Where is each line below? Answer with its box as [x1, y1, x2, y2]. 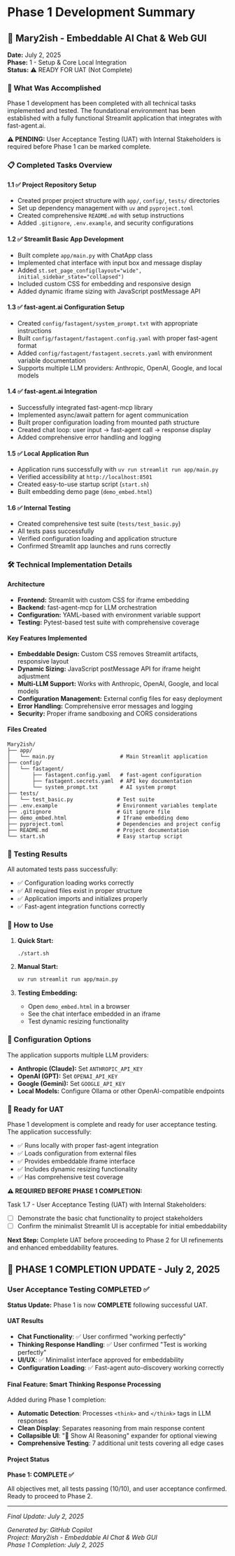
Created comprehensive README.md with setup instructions [17, 211, 185, 220]
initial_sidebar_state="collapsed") [17, 273, 124, 281]
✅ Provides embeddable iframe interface [17, 1157, 136, 1165]
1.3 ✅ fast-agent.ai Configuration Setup [7, 303, 124, 311]
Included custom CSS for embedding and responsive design [17, 279, 191, 288]
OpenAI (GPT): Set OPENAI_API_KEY [17, 1071, 118, 1080]
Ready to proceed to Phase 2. [7, 1492, 93, 1501]
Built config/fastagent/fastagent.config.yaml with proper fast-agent [17, 334, 218, 342]
